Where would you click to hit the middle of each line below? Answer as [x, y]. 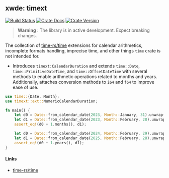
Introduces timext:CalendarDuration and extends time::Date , [76, 66]
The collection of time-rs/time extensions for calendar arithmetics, [74, 45]
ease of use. [25, 87]
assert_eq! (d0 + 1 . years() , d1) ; [49, 143]
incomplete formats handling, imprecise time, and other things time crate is [83, 50]
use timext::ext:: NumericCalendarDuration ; [52, 101]
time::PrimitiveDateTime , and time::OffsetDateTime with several [80, 71]
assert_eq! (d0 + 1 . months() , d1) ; [50, 125]
